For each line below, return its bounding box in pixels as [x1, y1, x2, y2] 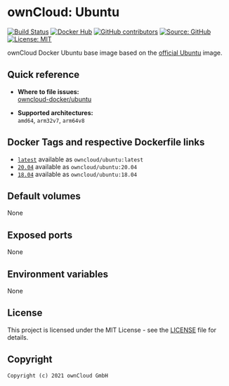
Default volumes [7, 190, 81, 202]
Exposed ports [7, 229, 72, 241]
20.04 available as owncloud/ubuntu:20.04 [17, 162, 138, 171]
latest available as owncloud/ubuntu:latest [17, 155, 144, 164]
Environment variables [7, 268, 109, 280]
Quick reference [7, 69, 80, 81]
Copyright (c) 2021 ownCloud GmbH [7, 372, 109, 379]
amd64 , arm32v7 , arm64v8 [17, 116, 85, 124]
